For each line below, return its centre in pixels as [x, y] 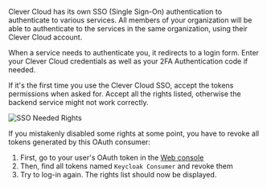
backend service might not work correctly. [78, 102]
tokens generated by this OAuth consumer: [80, 142]
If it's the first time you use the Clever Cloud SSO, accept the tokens [121, 85]
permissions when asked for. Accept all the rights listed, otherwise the [125, 94]
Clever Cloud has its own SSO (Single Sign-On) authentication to [115, 12]
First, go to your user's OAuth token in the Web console [112, 157]
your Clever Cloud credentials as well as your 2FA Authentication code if [128, 61]
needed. [22, 70]
